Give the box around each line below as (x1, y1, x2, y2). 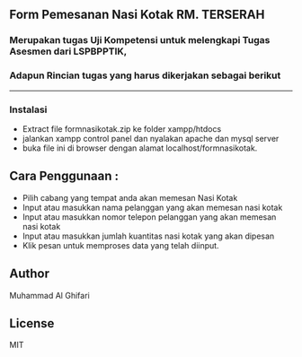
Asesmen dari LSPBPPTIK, (9, 45, 128, 57)
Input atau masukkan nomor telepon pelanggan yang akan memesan (22, 211, 277, 222)
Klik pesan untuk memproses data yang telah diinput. (22, 239, 219, 250)
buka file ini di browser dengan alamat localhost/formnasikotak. (22, 143, 258, 153)
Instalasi (9, 103, 48, 116)
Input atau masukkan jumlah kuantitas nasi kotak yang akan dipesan (22, 231, 275, 241)
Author (9, 266, 49, 282)
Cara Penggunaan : (9, 169, 120, 184)
